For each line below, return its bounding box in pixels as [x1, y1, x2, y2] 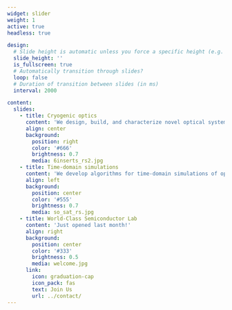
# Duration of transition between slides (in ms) [13, 80, 159, 87]
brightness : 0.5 [32, 254, 79, 261]
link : [25, 267, 41, 274]
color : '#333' [32, 247, 72, 255]
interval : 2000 [13, 87, 57, 94]
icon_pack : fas [32, 280, 76, 286]
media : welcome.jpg [32, 260, 88, 267]
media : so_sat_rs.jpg [32, 209, 95, 216]
